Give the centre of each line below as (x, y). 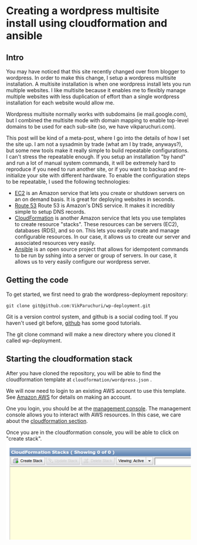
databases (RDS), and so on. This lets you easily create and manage (97, 231)
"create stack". (24, 438)
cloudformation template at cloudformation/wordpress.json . (79, 379)
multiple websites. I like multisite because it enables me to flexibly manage (96, 90)
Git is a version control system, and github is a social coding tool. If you (92, 317)
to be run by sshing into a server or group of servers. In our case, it (96, 255)
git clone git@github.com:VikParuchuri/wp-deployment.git (78, 306)
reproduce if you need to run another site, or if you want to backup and (92, 169)
